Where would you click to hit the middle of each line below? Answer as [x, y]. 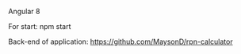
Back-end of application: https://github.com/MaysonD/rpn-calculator [120, 41]
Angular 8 [24, 11]
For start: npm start [40, 26]
